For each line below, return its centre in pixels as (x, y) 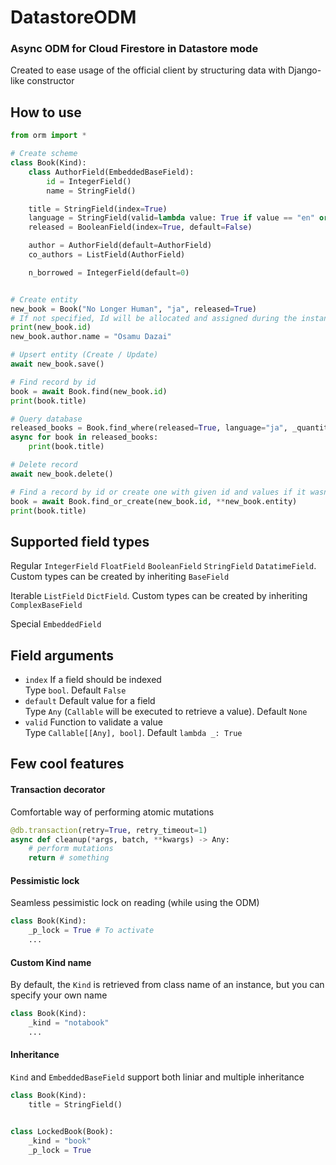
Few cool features (67, 764)
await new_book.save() (57, 364)
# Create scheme (44, 154)
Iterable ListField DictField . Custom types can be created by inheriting (159, 596)
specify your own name (59, 995)
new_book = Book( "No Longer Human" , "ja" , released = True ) (133, 309)
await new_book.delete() (62, 474)
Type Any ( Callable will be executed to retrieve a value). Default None (166, 712)
